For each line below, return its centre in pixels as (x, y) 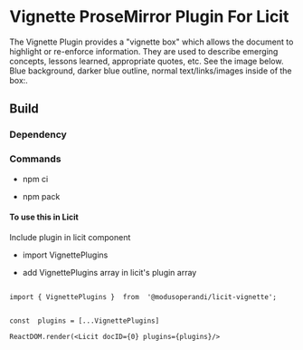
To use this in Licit (44, 217)
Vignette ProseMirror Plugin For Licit (149, 17)
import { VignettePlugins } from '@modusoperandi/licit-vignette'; (143, 297)
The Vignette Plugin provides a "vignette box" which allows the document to (151, 42)
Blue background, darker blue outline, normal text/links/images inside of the (151, 71)
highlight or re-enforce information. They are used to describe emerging (144, 51)
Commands (35, 159)
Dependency (38, 135)
